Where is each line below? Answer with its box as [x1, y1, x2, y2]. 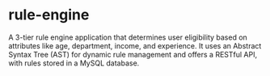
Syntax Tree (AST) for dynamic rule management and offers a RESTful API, [8, 49, 257, 59]
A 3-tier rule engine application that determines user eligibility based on [8, 32, 248, 42]
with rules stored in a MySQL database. [8, 58, 140, 68]
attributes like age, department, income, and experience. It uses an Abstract [8, 40, 262, 50]
